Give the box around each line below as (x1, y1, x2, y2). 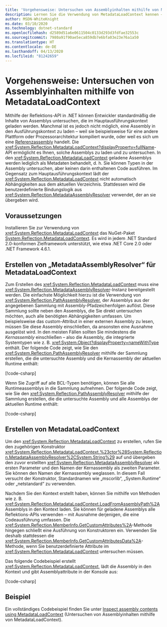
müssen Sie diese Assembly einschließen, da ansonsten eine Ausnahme (5, 323, 153, 329)
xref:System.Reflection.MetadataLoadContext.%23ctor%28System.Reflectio (5, 449, 162, 455)
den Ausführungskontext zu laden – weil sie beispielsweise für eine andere (5, 128, 158, 134)
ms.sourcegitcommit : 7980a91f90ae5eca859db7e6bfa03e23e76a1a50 (5, 35, 139, 40)
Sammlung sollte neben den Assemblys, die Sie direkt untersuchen (5, 308, 143, 313)
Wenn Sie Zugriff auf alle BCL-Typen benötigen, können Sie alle (5, 380, 135, 386)
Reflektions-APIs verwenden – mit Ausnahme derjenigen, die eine (5, 511, 139, 518)
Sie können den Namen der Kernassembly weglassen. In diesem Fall (5, 470, 145, 476)
